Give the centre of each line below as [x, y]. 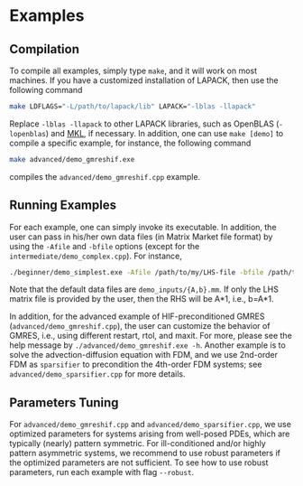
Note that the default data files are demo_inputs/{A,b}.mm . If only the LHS [144, 289]
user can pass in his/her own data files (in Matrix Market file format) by [141, 237]
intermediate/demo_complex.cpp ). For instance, [96, 256]
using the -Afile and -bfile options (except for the [105, 246]
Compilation [44, 49]
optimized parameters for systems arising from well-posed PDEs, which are [150, 434]
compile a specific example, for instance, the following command [130, 143]
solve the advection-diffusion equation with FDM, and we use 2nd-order [143, 355]
